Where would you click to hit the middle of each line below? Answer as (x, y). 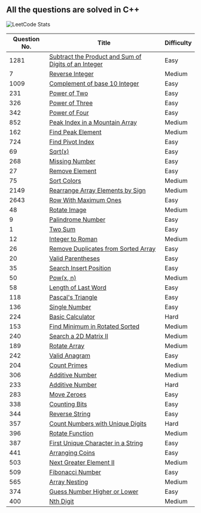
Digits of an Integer (76, 64)
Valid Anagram (70, 355)
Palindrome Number (77, 219)
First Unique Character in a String (96, 443)
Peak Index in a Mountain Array (93, 122)
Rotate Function (71, 433)
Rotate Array (67, 346)
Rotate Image (68, 210)
